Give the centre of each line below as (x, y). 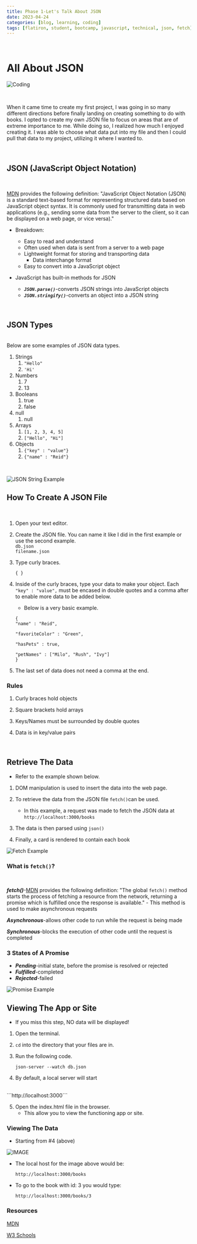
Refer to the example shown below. (57, 776)
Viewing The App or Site (52, 1008)
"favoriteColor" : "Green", (49, 634)
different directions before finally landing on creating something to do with (96, 113)
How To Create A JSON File (57, 498)
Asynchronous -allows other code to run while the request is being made (95, 920)
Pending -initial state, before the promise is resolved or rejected (91, 966)
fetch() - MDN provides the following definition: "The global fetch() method (97, 890)
